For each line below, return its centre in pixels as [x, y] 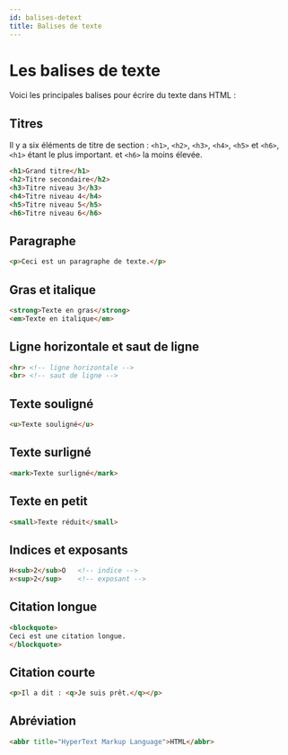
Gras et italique [53, 290]
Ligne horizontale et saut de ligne [105, 347]
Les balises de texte [85, 71]
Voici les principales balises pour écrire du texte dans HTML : [122, 95]
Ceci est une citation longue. [68, 636]
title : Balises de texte [56, 26]
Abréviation [43, 721]
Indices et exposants [69, 550]
